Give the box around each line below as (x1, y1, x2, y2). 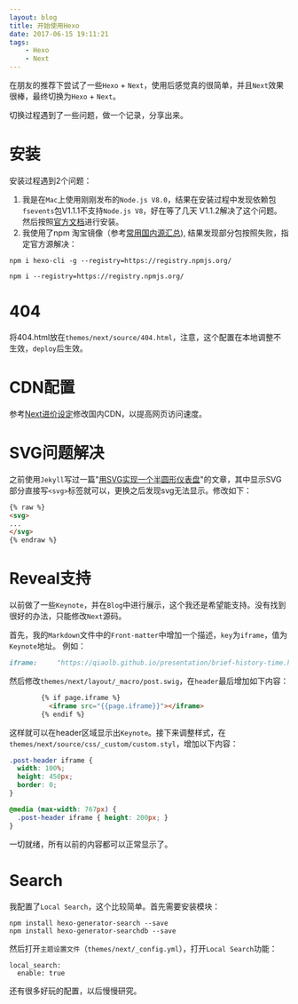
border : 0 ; (17, 781, 58, 790)
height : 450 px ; (17, 772, 74, 782)
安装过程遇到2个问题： (9, 175, 92, 186)
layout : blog (9, 12, 58, 22)
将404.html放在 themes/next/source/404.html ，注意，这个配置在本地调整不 (9, 331, 282, 342)
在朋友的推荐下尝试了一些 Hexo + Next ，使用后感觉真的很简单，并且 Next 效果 (9, 80, 285, 90)
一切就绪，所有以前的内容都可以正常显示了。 (9, 839, 173, 849)
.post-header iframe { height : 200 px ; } (17, 813, 169, 822)
